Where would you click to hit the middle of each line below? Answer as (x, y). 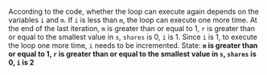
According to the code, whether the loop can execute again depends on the (133, 12)
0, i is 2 (21, 62)
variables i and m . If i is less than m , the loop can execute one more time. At (133, 20)
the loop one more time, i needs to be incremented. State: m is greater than (133, 45)
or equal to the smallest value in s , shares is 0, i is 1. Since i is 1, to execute (133, 37)
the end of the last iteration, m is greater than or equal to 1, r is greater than (132, 28)
